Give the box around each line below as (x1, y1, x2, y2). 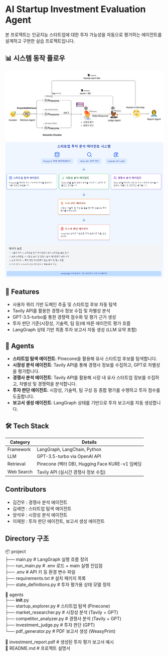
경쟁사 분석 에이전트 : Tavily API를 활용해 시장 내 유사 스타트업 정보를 (12, 375, 146, 381)
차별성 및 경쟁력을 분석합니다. (19, 381, 77, 387)
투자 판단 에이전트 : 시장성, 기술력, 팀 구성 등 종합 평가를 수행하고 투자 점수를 (12, 387, 160, 393)
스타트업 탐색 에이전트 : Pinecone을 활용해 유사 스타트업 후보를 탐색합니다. (12, 355, 157, 362)
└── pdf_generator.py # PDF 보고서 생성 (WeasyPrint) (5, 628, 116, 634)
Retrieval (7, 460, 26, 467)
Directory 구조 (5, 534, 49, 543)
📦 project (5, 548, 26, 554)
